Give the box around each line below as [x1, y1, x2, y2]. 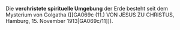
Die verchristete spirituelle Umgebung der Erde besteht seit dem [5, 5, 169, 12]
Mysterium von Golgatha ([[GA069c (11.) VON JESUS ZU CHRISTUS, [5, 11, 175, 18]
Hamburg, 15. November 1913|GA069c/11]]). [5, 18, 113, 24]
